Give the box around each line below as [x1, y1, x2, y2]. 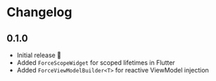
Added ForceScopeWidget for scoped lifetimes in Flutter [16, 58, 175, 67]
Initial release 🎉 [16, 51, 61, 59]
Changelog [6, 4, 72, 20]
